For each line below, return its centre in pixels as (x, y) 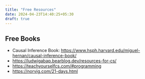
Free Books (23, 39)
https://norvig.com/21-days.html (45, 71)
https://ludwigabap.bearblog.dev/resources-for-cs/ (64, 61)
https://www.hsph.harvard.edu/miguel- (101, 51)
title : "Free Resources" (31, 10)
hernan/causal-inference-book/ (44, 56)
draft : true (17, 19)
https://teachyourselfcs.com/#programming (57, 66)
